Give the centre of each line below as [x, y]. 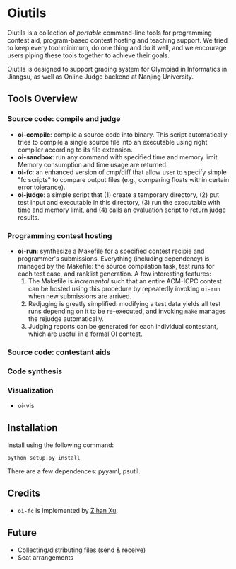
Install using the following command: [61, 445]
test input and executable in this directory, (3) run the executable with [119, 202]
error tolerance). [41, 187]
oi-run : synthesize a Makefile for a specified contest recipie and [111, 251]
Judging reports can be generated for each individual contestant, [123, 326]
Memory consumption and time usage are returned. [93, 164]
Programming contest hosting [60, 235]
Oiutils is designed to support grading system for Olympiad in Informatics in [117, 69]
